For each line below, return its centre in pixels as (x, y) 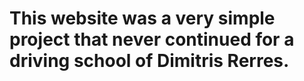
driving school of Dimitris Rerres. (149, 61)
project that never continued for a (152, 39)
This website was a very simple (142, 18)
